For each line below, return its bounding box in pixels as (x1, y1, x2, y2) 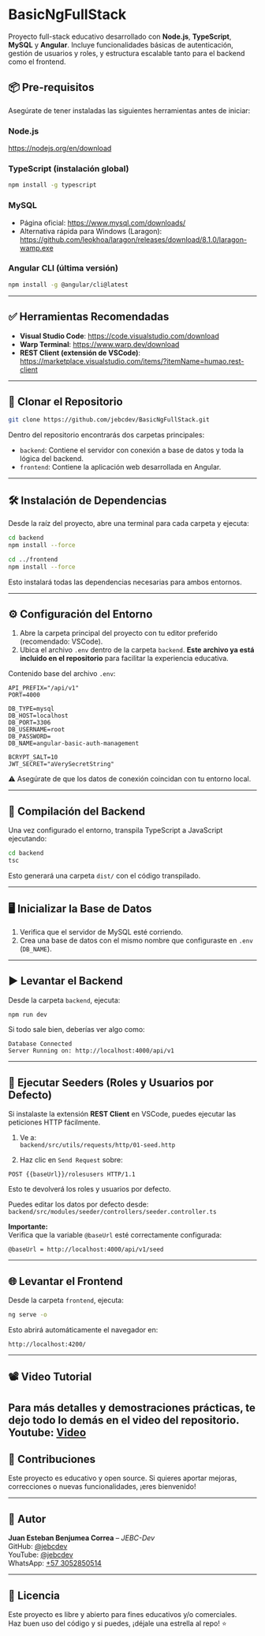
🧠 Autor (8, 1512, 47, 1525)
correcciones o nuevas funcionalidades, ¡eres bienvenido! (8, 1482, 196, 1491)
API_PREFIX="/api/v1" (8, 684, 80, 693)
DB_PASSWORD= (8, 733, 51, 741)
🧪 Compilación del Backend (8, 804, 146, 818)
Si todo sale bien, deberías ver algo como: (8, 1025, 145, 1034)
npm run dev (8, 1011, 47, 1018)
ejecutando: (8, 834, 47, 844)
